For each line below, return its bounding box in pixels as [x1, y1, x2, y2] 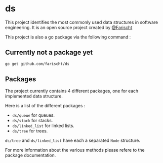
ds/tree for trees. [12, 128, 48, 134]
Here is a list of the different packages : [5, 103, 85, 109]
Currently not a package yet [5, 48, 93, 57]
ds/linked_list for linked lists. [12, 123, 75, 129]
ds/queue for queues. [12, 112, 55, 118]
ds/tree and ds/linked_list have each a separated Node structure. [5, 137, 141, 143]
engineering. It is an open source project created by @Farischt [5, 24, 132, 30]
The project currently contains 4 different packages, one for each [5, 88, 139, 94]
